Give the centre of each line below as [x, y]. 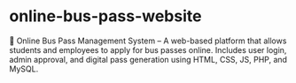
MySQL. [24, 69]
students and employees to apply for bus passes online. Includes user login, [148, 49]
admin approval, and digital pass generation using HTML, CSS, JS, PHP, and [148, 59]
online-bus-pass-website [105, 16]
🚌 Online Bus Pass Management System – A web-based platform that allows [148, 41]
